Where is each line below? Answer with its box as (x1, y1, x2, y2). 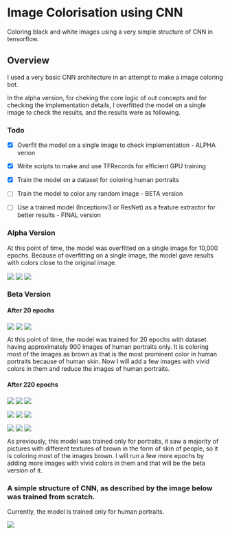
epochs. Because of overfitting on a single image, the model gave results (7, 251, 214, 259)
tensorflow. (7, 34, 39, 43)
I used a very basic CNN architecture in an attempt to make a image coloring (7, 73, 223, 81)
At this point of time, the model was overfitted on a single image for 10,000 (7, 244, 218, 252)
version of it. (7, 466, 43, 475)
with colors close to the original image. (7, 258, 117, 266)
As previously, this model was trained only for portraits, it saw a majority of (7, 437, 219, 445)
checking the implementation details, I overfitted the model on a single (7, 101, 206, 109)
